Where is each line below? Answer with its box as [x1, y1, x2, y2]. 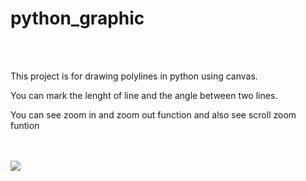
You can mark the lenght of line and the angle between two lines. [10, 89, 278, 101]
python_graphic [10, 7, 145, 30]
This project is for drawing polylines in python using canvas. [10, 70, 258, 82]
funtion [10, 119, 40, 131]
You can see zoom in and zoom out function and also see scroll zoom [10, 108, 297, 121]
